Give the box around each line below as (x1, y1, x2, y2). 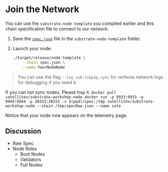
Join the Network (5, 4, 79, 15)
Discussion (5, 127, 41, 135)
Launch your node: (12, 45, 52, 51)
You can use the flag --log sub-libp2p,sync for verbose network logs (17, 74, 163, 80)
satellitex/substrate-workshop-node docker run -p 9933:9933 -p (5, 94, 144, 99)
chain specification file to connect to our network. (5, 25, 109, 31)
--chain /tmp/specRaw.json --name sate (37, 103, 121, 109)
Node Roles (12, 146, 37, 152)
